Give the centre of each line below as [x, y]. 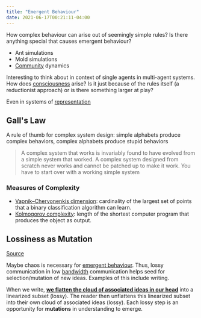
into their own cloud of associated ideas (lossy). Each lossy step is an [92, 302]
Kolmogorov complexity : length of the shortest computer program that [102, 214]
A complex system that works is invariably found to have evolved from [108, 153]
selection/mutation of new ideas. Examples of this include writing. [88, 278]
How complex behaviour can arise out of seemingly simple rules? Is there [97, 34]
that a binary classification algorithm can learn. [73, 207]
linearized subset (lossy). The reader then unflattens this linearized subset [98, 296]
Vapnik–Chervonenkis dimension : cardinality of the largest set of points [103, 201]
